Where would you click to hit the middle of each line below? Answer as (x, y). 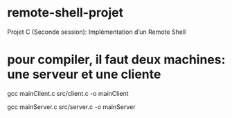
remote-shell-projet (65, 13)
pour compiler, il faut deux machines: (116, 60)
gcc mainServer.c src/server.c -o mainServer (71, 107)
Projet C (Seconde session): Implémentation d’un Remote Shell (97, 32)
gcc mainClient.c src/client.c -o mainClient (68, 93)
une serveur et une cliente (84, 75)
